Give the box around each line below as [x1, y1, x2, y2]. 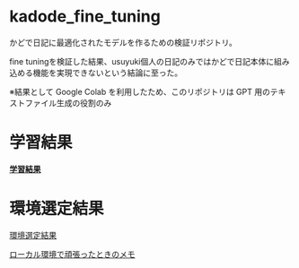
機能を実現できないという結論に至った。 [32, 67, 182, 78]
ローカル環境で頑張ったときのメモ [9, 248, 136, 259]
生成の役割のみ [56, 97, 112, 108]
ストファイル [9, 97, 57, 108]
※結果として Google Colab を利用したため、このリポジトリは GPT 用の [9, 86, 271, 97]
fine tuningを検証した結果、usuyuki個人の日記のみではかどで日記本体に [9, 56, 275, 66]
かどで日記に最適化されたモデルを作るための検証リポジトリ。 [9, 37, 238, 48]
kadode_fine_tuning [9, 6, 162, 27]
